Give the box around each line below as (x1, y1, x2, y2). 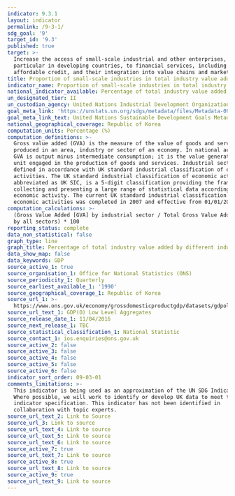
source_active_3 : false (7, 348, 77, 355)
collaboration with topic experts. (13, 407, 117, 414)
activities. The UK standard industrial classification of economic (13, 173, 218, 180)
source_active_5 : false (7, 361, 77, 368)
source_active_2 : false (7, 342, 77, 349)
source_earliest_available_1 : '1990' (7, 283, 117, 290)
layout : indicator (7, 17, 61, 24)
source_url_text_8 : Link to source (7, 465, 111, 472)
